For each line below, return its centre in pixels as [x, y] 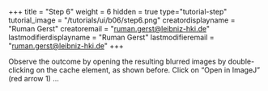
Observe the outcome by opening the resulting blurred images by [117, 61]
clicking [21, 70]
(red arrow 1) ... [34, 79]
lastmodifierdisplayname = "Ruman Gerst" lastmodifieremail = [111, 37]
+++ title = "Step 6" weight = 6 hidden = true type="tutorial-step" [118, 12]
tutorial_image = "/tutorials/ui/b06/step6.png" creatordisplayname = [122, 20]
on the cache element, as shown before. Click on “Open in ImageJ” [148, 70]
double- [241, 61]
